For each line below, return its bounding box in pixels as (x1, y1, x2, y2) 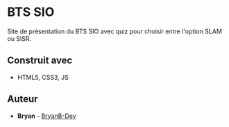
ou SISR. (7, 34, 32, 42)
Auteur (7, 93, 38, 105)
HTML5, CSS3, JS (17, 73, 69, 81)
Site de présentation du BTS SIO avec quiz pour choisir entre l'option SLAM (7, 27, 222, 35)
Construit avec (7, 55, 73, 67)
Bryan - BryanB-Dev (17, 112, 76, 120)
